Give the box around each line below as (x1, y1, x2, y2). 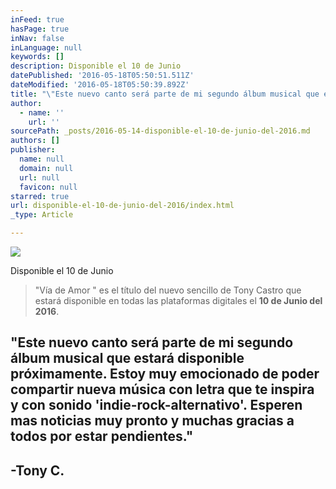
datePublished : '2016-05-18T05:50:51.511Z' (10, 71, 195, 81)
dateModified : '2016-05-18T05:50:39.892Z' (10, 80, 190, 90)
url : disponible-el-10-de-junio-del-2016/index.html (10, 201, 235, 211)
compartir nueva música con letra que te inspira (10, 381, 315, 398)
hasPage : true (10, 24, 70, 34)
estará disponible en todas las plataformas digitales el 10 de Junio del (34, 295, 323, 306)
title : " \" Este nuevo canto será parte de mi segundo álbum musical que (10, 89, 320, 99)
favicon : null (19, 182, 78, 192)
